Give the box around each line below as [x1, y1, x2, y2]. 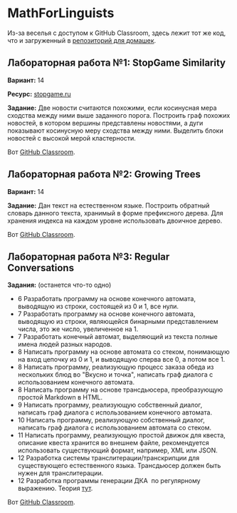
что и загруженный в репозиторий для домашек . [7, 36, 157, 44]
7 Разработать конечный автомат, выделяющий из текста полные [17, 332, 218, 341]
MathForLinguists [7, 5, 115, 21]
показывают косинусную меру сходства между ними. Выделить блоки [7, 126, 223, 135]
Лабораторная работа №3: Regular [7, 250, 170, 263]
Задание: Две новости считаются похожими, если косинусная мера [7, 103, 217, 112]
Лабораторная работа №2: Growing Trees [7, 168, 201, 181]
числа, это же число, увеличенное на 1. [17, 325, 139, 333]
